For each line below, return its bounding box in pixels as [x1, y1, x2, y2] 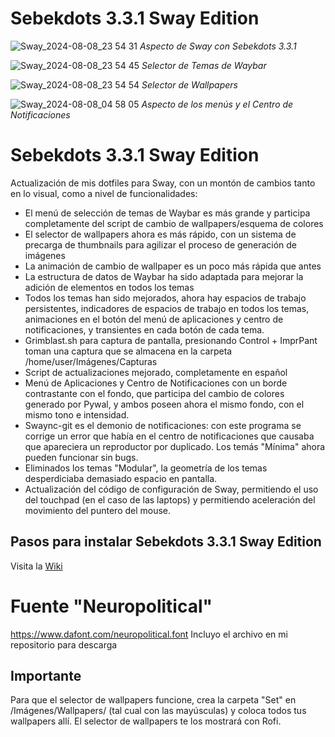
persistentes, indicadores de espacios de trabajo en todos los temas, [24, 302, 310, 314]
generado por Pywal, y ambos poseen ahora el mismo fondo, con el [24, 398, 305, 410]
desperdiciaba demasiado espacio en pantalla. [24, 472, 218, 484]
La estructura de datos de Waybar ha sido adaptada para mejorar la [24, 270, 304, 282]
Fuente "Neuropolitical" [10, 595, 213, 617]
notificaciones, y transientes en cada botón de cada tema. [24, 323, 265, 336]
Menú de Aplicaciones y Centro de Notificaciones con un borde [24, 377, 288, 389]
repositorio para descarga [10, 638, 118, 651]
